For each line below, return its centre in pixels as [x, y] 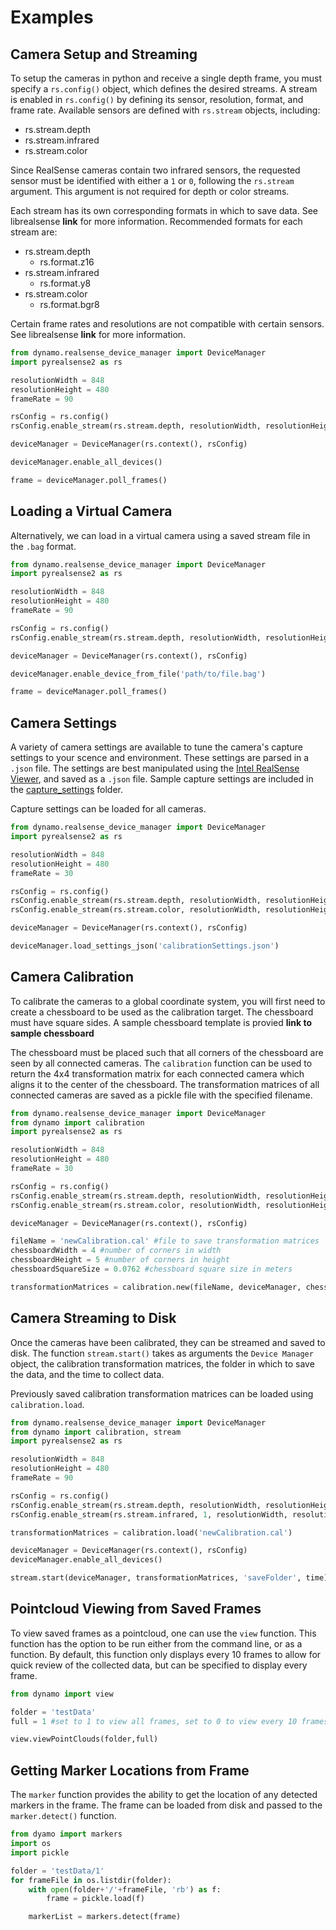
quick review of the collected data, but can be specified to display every [159, 1665]
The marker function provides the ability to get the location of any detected [164, 1795]
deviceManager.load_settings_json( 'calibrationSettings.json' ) [145, 946]
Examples [52, 17]
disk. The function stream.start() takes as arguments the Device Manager [162, 1353]
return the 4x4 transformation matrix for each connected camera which [157, 1073]
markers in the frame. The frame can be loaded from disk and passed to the [166, 1805]
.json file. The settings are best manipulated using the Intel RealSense [155, 768]
